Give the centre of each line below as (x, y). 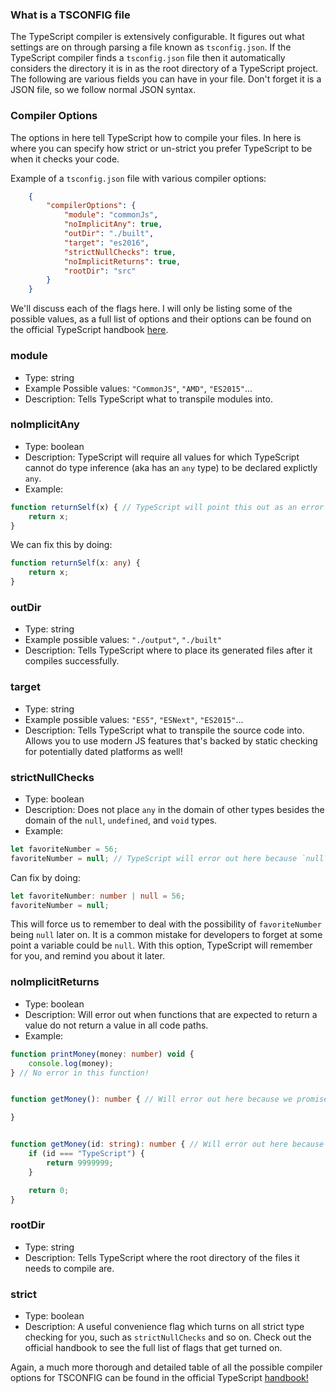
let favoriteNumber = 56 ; (64, 849)
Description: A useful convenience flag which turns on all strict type (164, 1326)
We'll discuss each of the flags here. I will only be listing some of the (151, 309)
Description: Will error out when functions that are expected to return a (171, 1014)
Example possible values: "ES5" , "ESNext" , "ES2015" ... (134, 719)
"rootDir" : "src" (100, 271)
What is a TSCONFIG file (70, 15)
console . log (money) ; (71, 1063)
